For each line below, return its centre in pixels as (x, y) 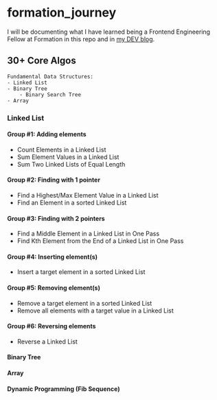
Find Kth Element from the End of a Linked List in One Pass (100, 241)
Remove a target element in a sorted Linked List (84, 303)
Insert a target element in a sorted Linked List (81, 272)
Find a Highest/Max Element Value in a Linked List (88, 196)
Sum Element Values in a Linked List (68, 157)
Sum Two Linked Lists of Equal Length (71, 164)
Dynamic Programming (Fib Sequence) (64, 389)
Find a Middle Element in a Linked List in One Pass (88, 234)
